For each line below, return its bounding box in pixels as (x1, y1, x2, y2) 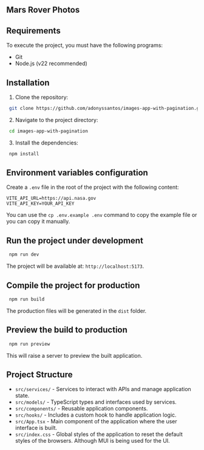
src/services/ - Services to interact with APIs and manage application (15, 386, 191, 393)
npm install (8, 151, 39, 157)
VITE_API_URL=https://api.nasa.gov (6, 196, 97, 202)
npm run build (8, 296, 45, 302)
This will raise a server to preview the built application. (6, 352, 143, 359)
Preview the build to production (6, 325, 127, 335)
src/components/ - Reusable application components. (15, 405, 148, 412)
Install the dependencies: (15, 139, 79, 146)
